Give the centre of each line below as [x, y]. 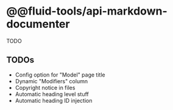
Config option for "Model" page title [60, 75]
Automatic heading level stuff [52, 94]
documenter [38, 24]
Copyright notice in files [45, 88]
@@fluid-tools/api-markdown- [87, 11]
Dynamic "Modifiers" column [51, 81]
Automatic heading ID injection [54, 100]
